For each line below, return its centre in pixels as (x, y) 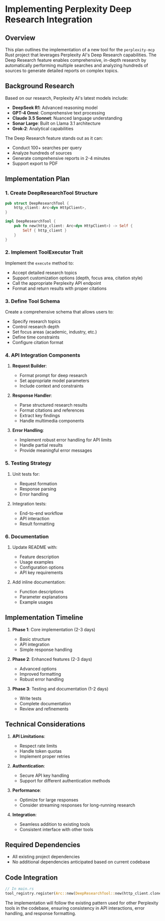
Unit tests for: (26, 474)
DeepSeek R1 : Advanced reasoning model (55, 108)
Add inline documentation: (39, 582)
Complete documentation (45, 703)
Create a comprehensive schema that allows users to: (59, 312)
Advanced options (38, 669)
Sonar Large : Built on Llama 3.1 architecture (56, 123)
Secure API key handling (44, 775)
